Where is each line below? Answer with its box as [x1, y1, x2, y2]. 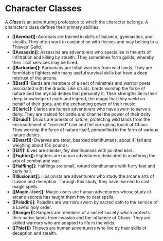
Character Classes [5, 3, 82, 14]
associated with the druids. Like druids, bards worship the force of [12, 85, 145, 91]
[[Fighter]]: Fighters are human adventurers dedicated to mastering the [12, 152, 156, 158]
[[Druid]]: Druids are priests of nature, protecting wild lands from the [12, 116, 150, 122]
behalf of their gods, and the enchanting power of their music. [12, 101, 137, 107]
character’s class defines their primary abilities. [5, 24, 100, 30]
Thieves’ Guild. [12, 44, 42, 50]
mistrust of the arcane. [12, 75, 58, 81]
